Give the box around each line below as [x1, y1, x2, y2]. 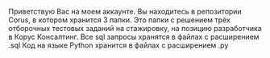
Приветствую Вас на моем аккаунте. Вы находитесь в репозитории [8, 7, 242, 16]
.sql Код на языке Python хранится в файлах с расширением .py [8, 41, 229, 50]
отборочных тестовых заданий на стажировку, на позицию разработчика [8, 24, 262, 33]
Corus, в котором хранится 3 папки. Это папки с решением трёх [8, 15, 231, 25]
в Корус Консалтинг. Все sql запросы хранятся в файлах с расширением [8, 32, 260, 41]
